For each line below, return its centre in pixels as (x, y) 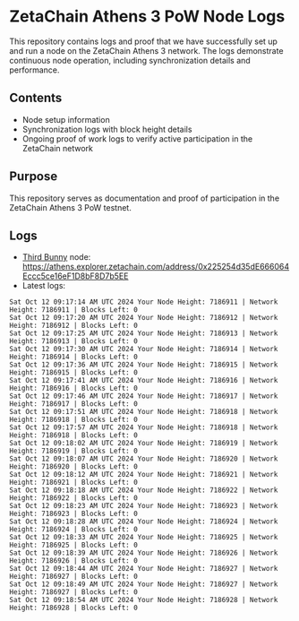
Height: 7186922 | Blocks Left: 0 (74, 498)
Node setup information (66, 119)
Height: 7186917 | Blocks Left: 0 (74, 404)
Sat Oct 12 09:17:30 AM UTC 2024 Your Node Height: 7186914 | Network (144, 349)
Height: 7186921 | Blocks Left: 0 (74, 483)
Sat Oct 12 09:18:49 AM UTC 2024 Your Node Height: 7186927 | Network (144, 584)
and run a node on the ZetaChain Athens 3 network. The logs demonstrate (146, 50)
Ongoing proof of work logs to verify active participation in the (137, 138)
